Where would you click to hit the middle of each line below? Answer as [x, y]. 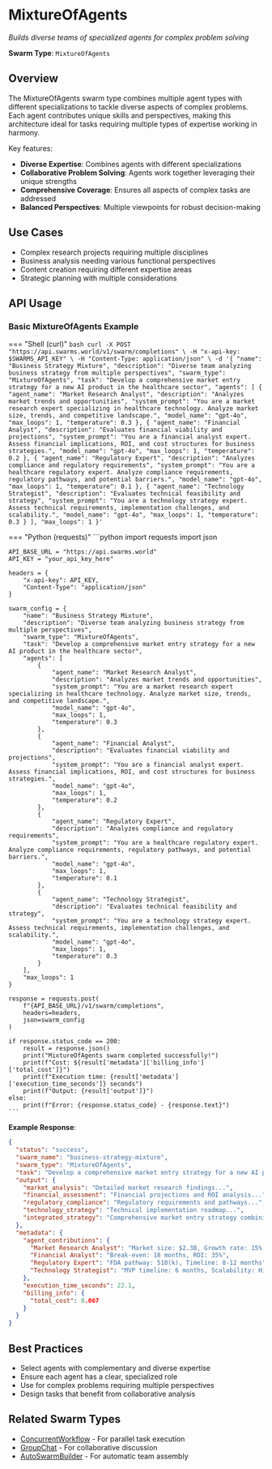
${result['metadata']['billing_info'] [139, 1063]
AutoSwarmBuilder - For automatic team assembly [104, 1456]
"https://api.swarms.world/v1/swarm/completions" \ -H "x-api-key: [125, 352]
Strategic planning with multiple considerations [98, 278]
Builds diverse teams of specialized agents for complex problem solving [129, 37]
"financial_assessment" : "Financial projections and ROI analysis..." [144, 1195]
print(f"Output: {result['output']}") [88, 1091]
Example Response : [42, 1128]
